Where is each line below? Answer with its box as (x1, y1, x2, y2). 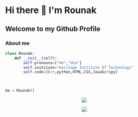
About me (5, 40, 30, 47)
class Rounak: (5, 51, 35, 56)
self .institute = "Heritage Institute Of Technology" (23, 65, 134, 70)
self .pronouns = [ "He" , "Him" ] (23, 60, 82, 65)
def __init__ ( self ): (14, 55, 57, 61)
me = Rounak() (5, 88, 35, 93)
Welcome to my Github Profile (5, 25, 101, 33)
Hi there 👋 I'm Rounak (5, 5, 97, 16)
